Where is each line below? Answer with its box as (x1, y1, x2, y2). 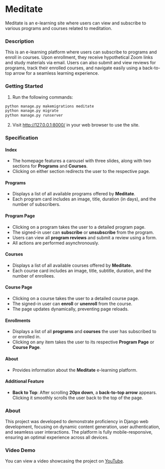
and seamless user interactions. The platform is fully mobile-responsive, (5, 429, 153, 435)
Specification (5, 135, 38, 142)
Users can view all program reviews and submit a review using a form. (12, 234, 157, 240)
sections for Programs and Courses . (12, 163, 88, 169)
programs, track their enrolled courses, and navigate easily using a (5, 65, 142, 71)
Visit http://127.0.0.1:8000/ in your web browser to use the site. (12, 122, 140, 128)
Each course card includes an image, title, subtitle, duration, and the (12, 268, 152, 274)
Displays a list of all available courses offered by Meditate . (12, 262, 132, 268)
